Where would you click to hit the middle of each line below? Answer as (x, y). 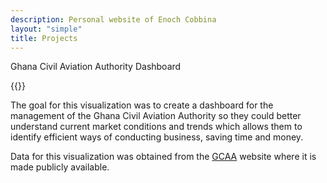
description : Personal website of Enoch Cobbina (113, 19)
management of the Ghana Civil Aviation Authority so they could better (156, 116)
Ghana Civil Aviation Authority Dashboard (96, 67)
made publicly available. (60, 167)
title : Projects (44, 38)
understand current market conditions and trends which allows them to (156, 127)
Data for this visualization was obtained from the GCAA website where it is (163, 157)
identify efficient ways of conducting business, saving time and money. (157, 137)
